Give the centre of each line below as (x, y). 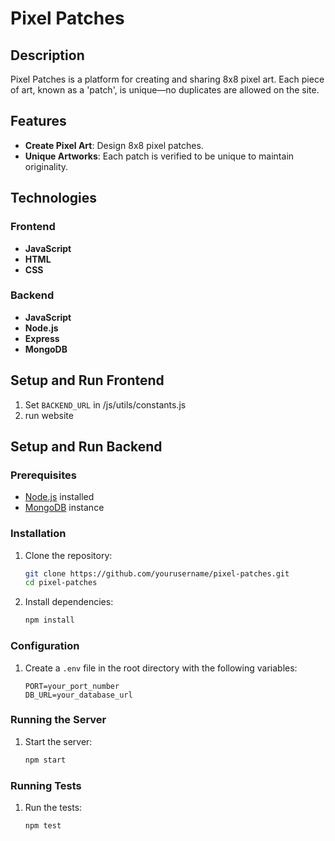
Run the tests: (53, 807)
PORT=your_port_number (72, 686)
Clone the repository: (68, 555)
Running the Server (58, 720)
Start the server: (58, 741)
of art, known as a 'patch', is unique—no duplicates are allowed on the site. (165, 90)
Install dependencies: (69, 602)
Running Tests (46, 785)
